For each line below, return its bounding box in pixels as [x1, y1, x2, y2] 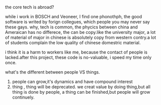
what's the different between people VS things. [5, 69, 100, 75]
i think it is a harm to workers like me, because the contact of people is [5, 49, 148, 55]
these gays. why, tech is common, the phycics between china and [5, 24, 138, 30]
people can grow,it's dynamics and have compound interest [12, 79, 133, 84]
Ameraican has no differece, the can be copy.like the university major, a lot [5, 29, 156, 35]
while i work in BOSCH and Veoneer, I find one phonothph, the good [5, 14, 142, 19]
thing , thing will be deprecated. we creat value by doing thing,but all [12, 84, 151, 90]
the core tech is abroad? [5, 4, 54, 10]
